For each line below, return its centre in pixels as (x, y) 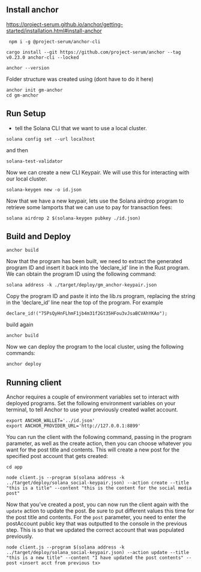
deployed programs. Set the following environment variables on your (91, 404)
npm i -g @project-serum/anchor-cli (55, 41)
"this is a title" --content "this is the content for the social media (99, 488)
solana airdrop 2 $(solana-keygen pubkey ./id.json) (73, 218)
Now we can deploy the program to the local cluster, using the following (95, 347)
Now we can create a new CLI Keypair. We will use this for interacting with (98, 172)
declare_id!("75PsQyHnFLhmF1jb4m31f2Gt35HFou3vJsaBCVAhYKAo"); (87, 314)
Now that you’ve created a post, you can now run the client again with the (97, 505)
